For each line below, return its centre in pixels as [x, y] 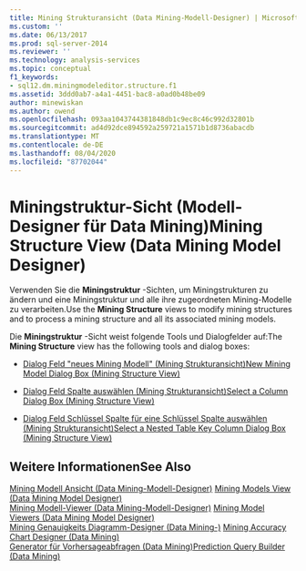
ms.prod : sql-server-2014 [58, 43]
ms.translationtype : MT [55, 137]
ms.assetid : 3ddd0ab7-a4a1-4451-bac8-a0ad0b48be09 [107, 94]
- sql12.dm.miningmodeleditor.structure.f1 [93, 86]
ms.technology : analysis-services [75, 60]
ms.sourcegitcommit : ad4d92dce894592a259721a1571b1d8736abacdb [132, 128]
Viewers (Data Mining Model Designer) [82, 518]
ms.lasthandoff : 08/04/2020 [63, 153]
